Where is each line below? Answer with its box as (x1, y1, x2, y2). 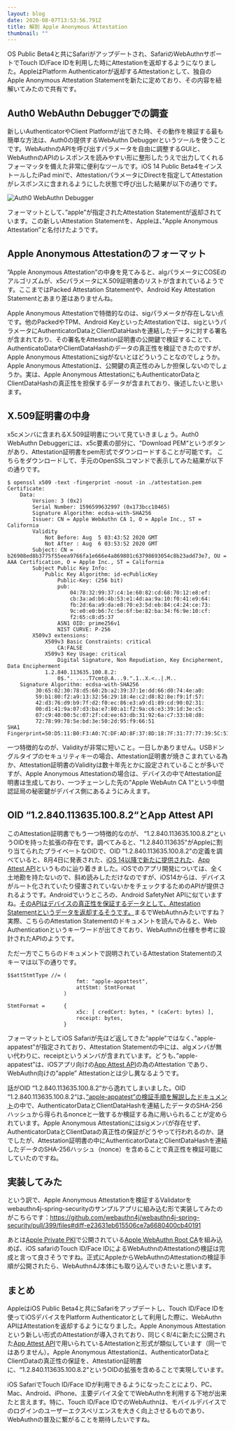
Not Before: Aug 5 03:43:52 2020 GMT (44, 534, 158, 541)
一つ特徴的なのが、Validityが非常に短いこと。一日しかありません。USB (7, 743, 213, 751)
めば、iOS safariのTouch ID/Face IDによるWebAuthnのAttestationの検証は (7, 1245, 219, 1253)
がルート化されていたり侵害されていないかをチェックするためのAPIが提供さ (7, 882, 225, 890)
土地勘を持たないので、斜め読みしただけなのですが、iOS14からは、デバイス (7, 872, 226, 882)
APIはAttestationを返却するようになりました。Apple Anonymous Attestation (7, 1322, 226, 1330)
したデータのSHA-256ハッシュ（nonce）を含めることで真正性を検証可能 (7, 1145, 217, 1153)
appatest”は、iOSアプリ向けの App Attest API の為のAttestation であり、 (7, 1060, 212, 1068)
